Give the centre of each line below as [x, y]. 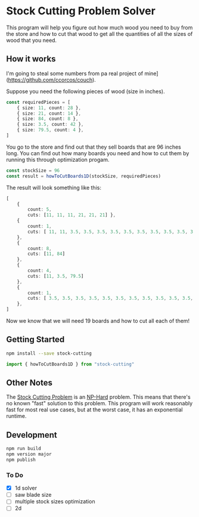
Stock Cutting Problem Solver [81, 11]
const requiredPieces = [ [38, 102]
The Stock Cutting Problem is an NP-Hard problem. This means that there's [98, 397]
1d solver [26, 488]
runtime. [16, 416]
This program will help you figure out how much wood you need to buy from [99, 27]
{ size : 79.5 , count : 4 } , [50, 130]
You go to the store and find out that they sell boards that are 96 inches [94, 147]
